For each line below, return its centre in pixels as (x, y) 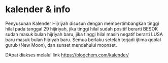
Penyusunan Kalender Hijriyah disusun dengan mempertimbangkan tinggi (82, 23)
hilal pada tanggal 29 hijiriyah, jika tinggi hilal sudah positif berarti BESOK (82, 28)
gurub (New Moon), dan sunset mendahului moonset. (61, 45)
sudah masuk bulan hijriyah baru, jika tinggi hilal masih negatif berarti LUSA (84, 34)
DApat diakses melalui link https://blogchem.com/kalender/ (67, 55)
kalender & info (38, 9)
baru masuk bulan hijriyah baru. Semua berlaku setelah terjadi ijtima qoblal (83, 40)
